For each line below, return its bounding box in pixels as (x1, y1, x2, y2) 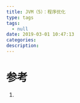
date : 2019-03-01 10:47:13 (6, 32, 75, 38)
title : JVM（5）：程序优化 (6, 8, 66, 15)
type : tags (6, 15, 34, 21)
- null (12, 25, 28, 32)
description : (6, 43, 39, 49)
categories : (6, 37, 36, 43)
